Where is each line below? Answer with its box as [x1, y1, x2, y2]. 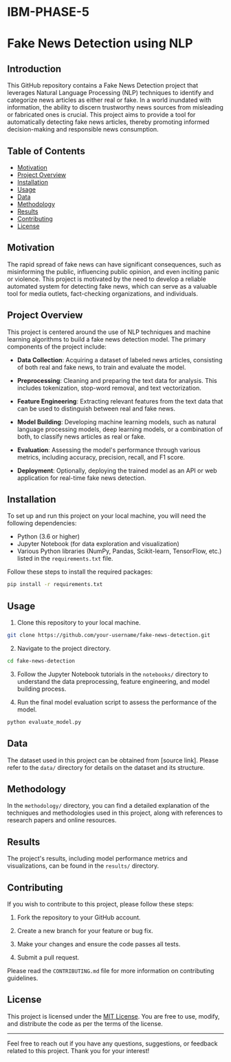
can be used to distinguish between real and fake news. [16, 404, 176, 413]
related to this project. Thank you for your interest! [7, 1046, 150, 1054]
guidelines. [7, 974, 38, 982]
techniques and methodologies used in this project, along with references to [7, 809, 223, 817]
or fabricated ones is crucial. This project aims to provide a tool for [7, 111, 196, 119]
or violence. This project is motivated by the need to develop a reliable [7, 275, 206, 283]
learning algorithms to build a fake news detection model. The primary [7, 335, 206, 343]
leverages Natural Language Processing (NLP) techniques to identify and [7, 89, 214, 97]
